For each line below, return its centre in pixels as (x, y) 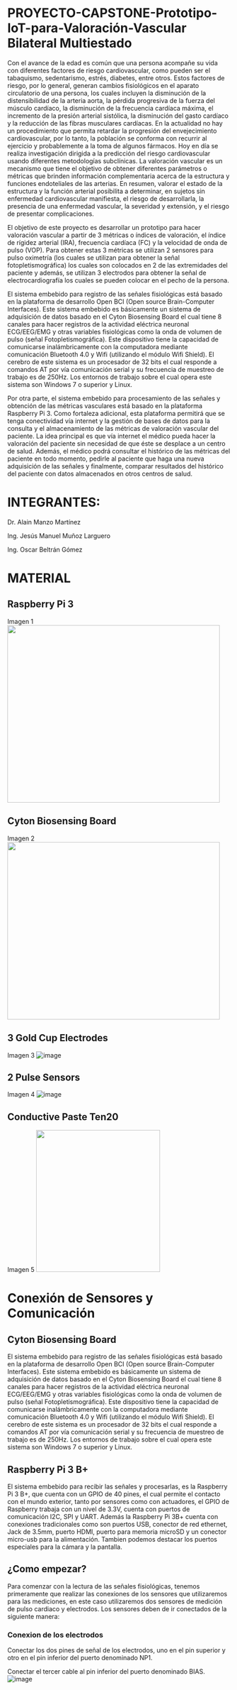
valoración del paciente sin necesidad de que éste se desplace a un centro (116, 443)
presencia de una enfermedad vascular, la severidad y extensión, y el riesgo (118, 206)
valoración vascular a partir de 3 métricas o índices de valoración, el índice (117, 235)
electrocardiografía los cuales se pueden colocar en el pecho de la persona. (118, 280)
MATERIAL (39, 578)
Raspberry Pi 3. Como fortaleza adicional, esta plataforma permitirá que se (116, 413)
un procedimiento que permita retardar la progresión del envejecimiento (112, 131)
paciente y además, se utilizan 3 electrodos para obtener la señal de (107, 273)
